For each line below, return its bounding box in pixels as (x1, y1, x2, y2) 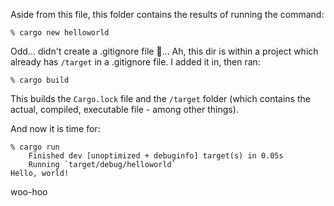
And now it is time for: (10, 123, 101, 134)
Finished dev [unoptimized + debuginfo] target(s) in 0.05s (28, 151, 284, 161)
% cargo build (10, 75, 70, 85)
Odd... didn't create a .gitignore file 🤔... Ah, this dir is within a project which (10, 45, 319, 57)
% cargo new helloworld (10, 28, 110, 38)
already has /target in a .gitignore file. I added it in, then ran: (10, 56, 261, 68)
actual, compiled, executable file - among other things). (10, 104, 239, 115)
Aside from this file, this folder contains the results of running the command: (10, 9, 325, 20)
